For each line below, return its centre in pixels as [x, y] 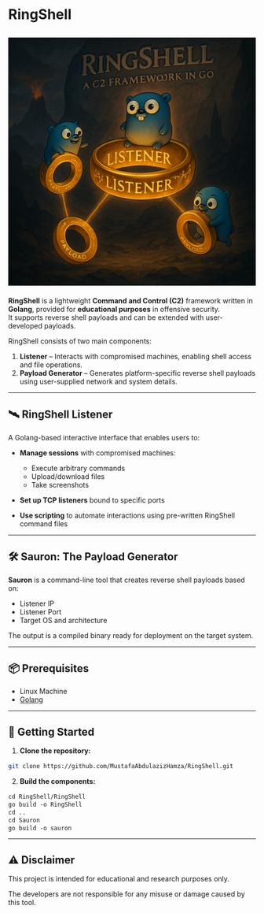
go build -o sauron [40, 829]
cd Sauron [24, 821]
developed [26, 326]
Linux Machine [43, 692]
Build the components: [57, 781]
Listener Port [40, 611]
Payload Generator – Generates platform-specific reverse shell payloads [137, 373]
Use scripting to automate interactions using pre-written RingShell [127, 515]
